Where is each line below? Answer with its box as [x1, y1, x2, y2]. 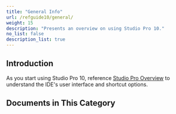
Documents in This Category [6, 98, 116, 108]
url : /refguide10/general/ [6, 14, 74, 20]
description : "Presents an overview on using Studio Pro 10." [6, 25, 165, 32]
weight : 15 [6, 20, 34, 26]
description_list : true [6, 36, 66, 42]
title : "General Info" [6, 8, 63, 15]
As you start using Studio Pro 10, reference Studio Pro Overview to [6, 74, 171, 81]
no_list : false [6, 31, 44, 37]
